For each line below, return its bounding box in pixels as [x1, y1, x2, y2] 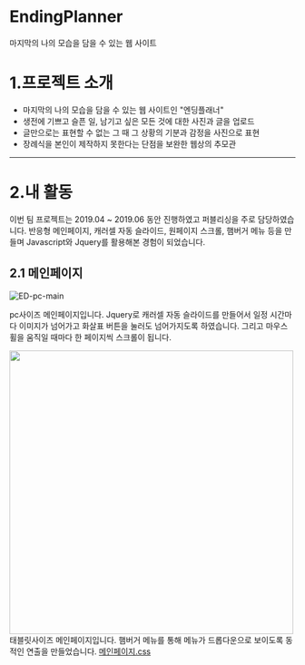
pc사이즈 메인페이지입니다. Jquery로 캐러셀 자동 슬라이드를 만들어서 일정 [9, 308, 269, 319]
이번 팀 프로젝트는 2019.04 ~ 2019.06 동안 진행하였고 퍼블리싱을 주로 [9, 213, 256, 224]
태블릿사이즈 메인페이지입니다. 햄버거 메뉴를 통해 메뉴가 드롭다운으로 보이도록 [9, 634, 284, 645]
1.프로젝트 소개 [9, 73, 113, 93]
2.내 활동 [9, 182, 73, 203]
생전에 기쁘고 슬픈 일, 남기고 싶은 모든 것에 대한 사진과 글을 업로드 [22, 115, 255, 126]
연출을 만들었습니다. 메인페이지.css [25, 646, 152, 657]
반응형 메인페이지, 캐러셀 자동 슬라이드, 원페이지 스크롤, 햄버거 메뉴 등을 [28, 225, 283, 236]
